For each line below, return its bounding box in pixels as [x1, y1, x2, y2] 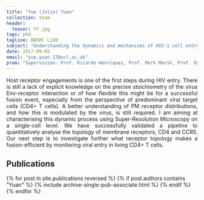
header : [6, 20, 26, 26]
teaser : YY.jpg [12, 26, 50, 32]
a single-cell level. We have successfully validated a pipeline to [6, 122, 198, 129]
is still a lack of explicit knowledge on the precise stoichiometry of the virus [6, 83, 198, 90]
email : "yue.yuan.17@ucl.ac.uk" [6, 54, 88, 60]
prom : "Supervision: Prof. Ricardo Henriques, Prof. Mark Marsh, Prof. [6, 60, 191, 66]
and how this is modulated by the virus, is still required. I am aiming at [6, 109, 198, 116]
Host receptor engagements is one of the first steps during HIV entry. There [6, 77, 198, 84]
